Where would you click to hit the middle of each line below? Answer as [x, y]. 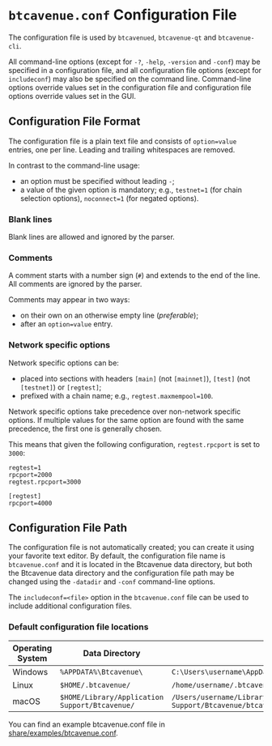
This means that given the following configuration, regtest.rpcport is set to [134, 444]
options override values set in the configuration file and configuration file [130, 87]
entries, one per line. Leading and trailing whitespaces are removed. [122, 149]
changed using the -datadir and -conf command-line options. [112, 582]
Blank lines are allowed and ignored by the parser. [92, 237]
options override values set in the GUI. [72, 96]
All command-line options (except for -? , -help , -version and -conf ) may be [134, 62]
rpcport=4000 [30, 503]
